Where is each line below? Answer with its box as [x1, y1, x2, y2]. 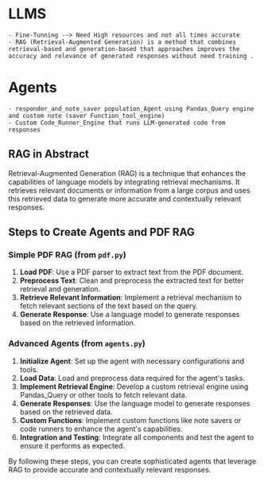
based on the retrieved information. [19, 318, 136, 327]
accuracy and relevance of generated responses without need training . [8, 52, 254, 60]
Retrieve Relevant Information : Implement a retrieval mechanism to [19, 292, 243, 303]
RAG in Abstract [8, 147, 89, 161]
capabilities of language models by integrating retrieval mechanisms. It [8, 177, 240, 186]
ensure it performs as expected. [19, 441, 126, 450]
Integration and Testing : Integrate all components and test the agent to [19, 432, 254, 442]
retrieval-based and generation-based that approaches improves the [8, 45, 240, 53]
